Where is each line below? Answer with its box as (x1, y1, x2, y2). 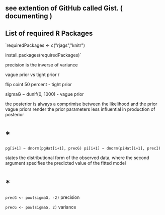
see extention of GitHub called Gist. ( (5, 4, 123, 13)
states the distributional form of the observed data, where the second (5, 155, 149, 161)
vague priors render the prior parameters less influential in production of (5, 106, 155, 112)
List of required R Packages (5, 29, 93, 37)
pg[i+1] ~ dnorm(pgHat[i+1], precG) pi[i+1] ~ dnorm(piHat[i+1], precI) (5, 146, 161, 151)
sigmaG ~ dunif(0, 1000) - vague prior (5, 91, 84, 97)
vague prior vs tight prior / (5, 71, 60, 78)
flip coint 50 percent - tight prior (5, 82, 72, 88)
